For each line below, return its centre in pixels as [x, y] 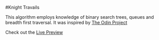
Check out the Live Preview [34, 32]
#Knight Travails [22, 7]
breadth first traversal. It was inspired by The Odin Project [66, 23]
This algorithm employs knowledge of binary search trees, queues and [80, 17]
